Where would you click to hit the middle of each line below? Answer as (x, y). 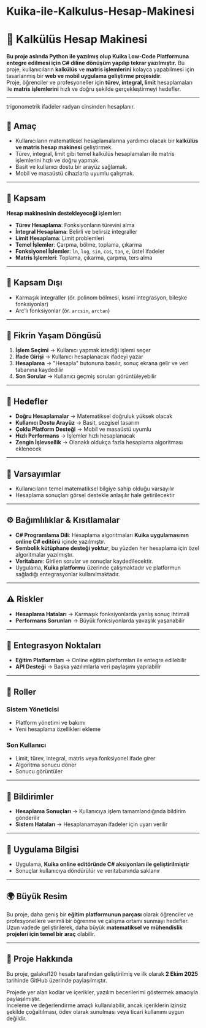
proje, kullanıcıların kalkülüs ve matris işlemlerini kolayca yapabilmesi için (100, 69)
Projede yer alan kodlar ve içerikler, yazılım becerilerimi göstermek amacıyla (102, 992)
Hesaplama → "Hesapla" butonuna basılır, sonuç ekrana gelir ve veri (102, 363)
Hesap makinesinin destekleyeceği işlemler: (64, 213)
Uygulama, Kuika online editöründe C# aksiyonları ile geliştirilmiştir (102, 864)
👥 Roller (21, 692)
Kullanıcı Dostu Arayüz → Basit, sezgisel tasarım (77, 423)
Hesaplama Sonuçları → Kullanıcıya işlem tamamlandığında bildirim (101, 811)
